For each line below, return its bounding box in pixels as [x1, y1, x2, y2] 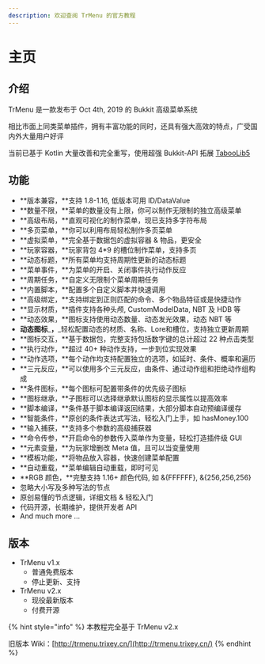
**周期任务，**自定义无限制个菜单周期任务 [19, 275, 159, 285]
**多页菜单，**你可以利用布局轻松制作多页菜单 [19, 226, 172, 235]
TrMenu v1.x [19, 558, 61, 567]
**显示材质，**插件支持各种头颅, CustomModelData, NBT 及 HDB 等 [19, 305, 241, 314]
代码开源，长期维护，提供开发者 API [19, 503, 138, 512]
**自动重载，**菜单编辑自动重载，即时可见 [19, 463, 159, 472]
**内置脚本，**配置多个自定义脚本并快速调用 [19, 285, 166, 294]
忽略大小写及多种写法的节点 [19, 483, 111, 492]
